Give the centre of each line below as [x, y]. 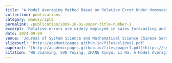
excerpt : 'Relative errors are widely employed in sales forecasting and [86, 29]
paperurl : [16, 48]
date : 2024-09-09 [24, 34]
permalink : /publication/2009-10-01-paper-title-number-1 [68, 24]
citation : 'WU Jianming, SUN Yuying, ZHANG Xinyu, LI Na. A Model [78, 52]
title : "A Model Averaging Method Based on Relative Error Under [76, 10]
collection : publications [33, 15]
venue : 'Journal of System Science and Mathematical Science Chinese [81, 39]
